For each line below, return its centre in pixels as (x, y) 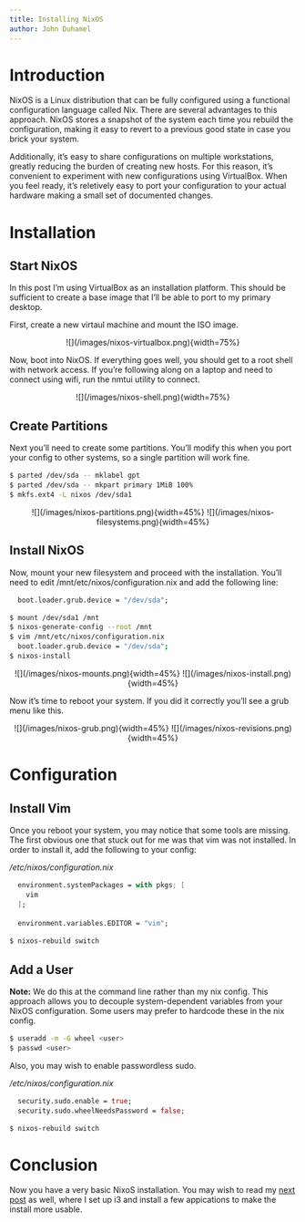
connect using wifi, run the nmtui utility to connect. (105, 379)
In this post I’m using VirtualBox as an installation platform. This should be (148, 288)
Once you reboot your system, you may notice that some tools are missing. (150, 830)
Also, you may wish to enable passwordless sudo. (103, 1065)
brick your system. (45, 139)
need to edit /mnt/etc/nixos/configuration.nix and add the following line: (144, 582)
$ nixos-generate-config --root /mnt (81, 627)
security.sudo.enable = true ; (75, 1101)
